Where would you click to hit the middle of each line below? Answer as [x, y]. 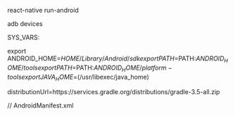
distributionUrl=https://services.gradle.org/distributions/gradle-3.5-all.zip [114, 92]
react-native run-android [43, 10]
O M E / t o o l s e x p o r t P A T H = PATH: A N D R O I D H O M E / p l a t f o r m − [90, 68]
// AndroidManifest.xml [40, 105]
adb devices [25, 24]
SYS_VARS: [24, 37]
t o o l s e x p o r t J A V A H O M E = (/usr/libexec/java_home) [78, 78]
